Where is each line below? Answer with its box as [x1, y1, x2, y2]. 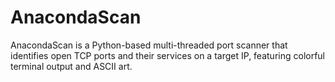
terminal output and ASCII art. [10, 60, 133, 72]
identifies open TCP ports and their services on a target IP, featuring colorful [10, 49, 326, 61]
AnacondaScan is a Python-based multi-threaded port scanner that [10, 39, 288, 51]
